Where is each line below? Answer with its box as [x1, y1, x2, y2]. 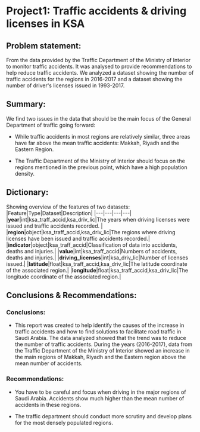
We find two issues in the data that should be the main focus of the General [6, 115, 191, 122]
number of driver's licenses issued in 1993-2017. [6, 82, 125, 89]
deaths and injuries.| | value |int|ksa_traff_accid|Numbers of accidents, [6, 247, 177, 255]
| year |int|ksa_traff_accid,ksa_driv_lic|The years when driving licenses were [6, 216, 190, 223]
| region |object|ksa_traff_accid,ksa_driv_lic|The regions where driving [6, 228, 176, 235]
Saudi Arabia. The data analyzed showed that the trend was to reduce [14, 335, 186, 342]
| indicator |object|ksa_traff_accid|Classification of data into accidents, [6, 241, 177, 249]
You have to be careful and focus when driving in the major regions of [14, 388, 186, 396]
